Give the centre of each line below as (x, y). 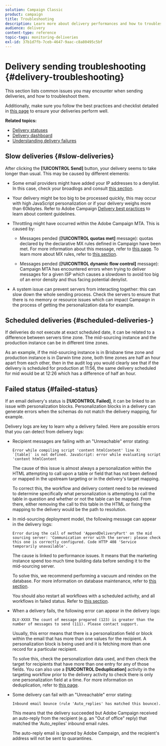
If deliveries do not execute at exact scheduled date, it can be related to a (80, 332)
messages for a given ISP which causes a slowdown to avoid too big (89, 274)
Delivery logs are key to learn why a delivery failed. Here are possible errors (82, 426)
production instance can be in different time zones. (57, 343)
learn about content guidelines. (44, 214)
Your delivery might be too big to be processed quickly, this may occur (84, 198)
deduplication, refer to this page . (45, 685)
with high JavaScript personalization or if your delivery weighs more (82, 203)
